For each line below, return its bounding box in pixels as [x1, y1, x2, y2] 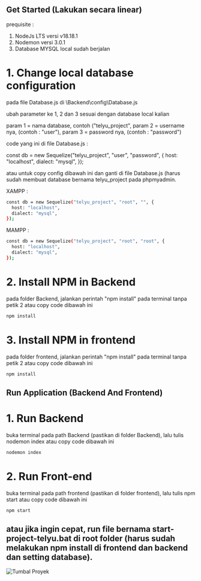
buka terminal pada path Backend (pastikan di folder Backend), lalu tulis [6, 431, 184, 438]
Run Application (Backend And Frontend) [6, 387, 163, 398]
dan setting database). [6, 552, 93, 562]
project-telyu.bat [6, 533, 72, 543]
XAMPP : [6, 187, 28, 194]
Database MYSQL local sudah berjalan [14, 45, 110, 52]
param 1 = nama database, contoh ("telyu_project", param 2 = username [6, 122, 185, 129]
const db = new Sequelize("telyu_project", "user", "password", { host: [6, 151, 178, 158]
